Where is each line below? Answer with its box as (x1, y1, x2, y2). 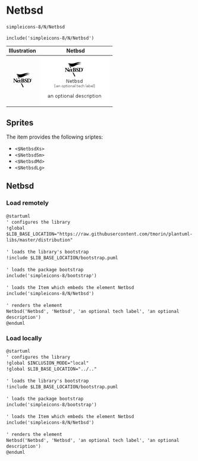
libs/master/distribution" (6, 237, 73, 243)
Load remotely (6, 199, 49, 207)
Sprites (6, 117, 34, 128)
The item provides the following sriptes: (6, 133, 103, 140)
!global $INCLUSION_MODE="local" (6, 360, 89, 366)
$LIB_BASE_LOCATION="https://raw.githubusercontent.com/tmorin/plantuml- (6, 231, 193, 237)
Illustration (8, 47, 37, 54)
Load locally (6, 334, 42, 342)
